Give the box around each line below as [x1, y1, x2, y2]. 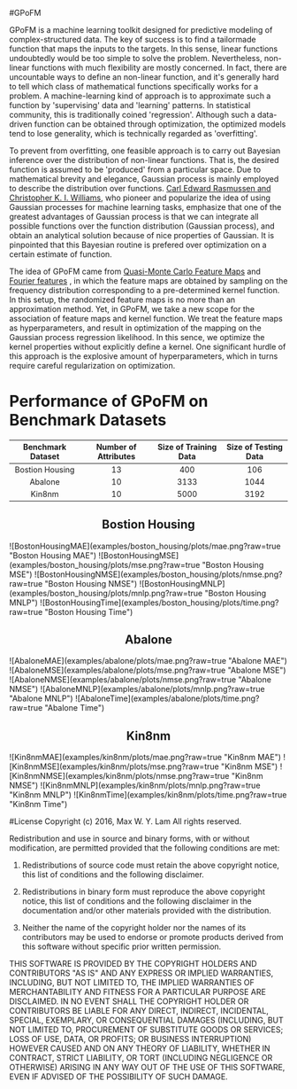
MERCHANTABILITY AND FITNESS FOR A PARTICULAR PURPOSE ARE [9, 987, 267, 998]
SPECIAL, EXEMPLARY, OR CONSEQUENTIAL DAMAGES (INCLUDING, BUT [9, 1015, 285, 1026]
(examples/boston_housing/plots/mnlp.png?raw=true [9, 587, 203, 598]
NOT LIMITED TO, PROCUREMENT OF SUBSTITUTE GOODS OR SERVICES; [9, 1024, 284, 1035]
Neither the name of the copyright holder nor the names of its [21, 922, 247, 933]
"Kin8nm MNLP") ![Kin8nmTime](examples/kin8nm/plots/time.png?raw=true [9, 790, 287, 800]
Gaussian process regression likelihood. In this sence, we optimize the [9, 332, 265, 342]
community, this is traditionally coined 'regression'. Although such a [9, 110, 256, 120]
